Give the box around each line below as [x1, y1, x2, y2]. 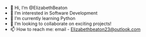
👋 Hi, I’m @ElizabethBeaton [10, 5, 68, 10]
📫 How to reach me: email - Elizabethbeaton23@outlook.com [10, 26, 141, 32]
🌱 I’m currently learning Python [10, 15, 76, 21]
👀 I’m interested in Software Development [10, 10, 98, 16]
